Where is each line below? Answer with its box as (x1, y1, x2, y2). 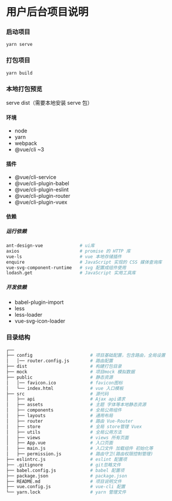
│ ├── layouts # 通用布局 (6, 413, 113, 419)
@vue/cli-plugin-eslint (14, 186, 69, 193)
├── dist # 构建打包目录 (6, 363, 122, 370)
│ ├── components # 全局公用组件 (6, 407, 122, 413)
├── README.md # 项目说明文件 (6, 478, 122, 485)
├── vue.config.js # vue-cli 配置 (6, 484, 126, 490)
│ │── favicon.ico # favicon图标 (6, 380, 123, 386)
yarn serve (6, 42, 33, 48)
